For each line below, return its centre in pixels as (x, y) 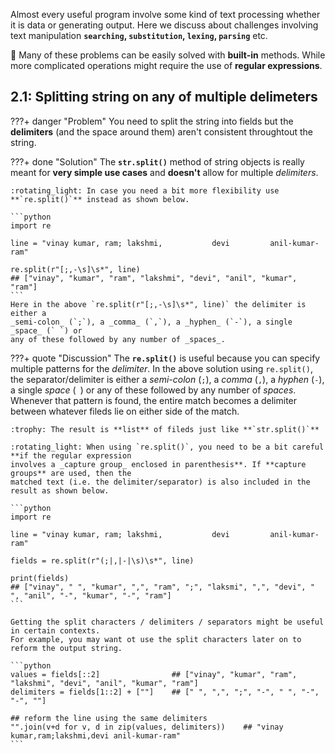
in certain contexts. (55, 630)
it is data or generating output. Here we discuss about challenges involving (164, 25)
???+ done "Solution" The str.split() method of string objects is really (157, 161)
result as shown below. (60, 490)
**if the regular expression (71, 455)
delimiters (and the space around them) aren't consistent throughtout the (161, 131)
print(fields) (40, 578)
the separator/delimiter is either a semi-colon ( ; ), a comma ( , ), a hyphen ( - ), (167, 379)
